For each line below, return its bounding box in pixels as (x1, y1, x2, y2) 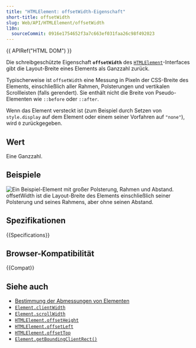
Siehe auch (6, 281, 49, 291)
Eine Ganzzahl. (6, 152, 43, 159)
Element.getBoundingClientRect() (14, 337, 98, 343)
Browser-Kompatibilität (6, 248, 95, 259)
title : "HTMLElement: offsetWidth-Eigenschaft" (6, 8, 126, 15)
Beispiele (6, 170, 41, 180)
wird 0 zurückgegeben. (6, 120, 62, 127)
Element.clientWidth (14, 305, 66, 311)
